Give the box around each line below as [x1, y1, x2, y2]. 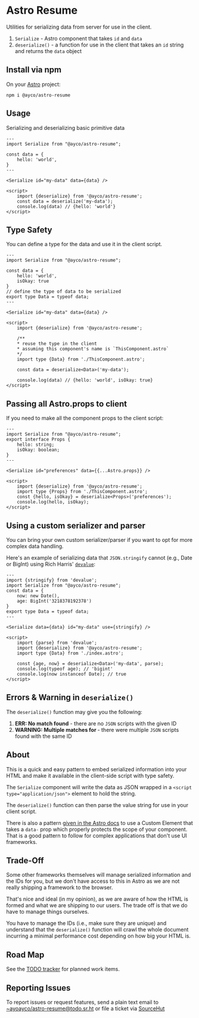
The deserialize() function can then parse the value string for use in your [6, 801, 189, 808]
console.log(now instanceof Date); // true [17, 671, 127, 677]
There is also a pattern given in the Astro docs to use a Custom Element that [6, 819, 194, 826]
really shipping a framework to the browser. [6, 884, 113, 891]
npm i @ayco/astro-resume [6, 92, 70, 98]
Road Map [6, 949, 45, 960]
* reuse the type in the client [17, 341, 97, 347]
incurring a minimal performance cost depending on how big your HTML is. [6, 932, 191, 939]
